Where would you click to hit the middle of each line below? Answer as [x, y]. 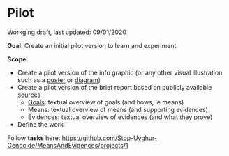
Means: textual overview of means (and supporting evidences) [118, 109]
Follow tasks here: [34, 138]
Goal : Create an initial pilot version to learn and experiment [92, 45]
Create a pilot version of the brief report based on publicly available [114, 87]
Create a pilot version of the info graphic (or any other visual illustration [120, 72]
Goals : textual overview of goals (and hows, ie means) [106, 102]
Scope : [18, 59]
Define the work [40, 124]
